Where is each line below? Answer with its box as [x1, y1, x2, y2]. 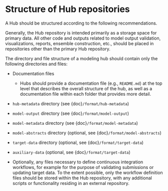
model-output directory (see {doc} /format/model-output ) [12, 110, 129, 116]
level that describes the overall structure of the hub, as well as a [20, 85, 152, 91]
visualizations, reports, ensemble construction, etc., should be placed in [5, 40, 154, 46]
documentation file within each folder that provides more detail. [20, 91, 151, 97]
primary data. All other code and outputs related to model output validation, [5, 35, 161, 41]
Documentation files [12, 70, 54, 76]
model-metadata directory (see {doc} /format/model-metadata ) [12, 120, 138, 126]
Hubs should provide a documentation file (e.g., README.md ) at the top [20, 80, 162, 86]
